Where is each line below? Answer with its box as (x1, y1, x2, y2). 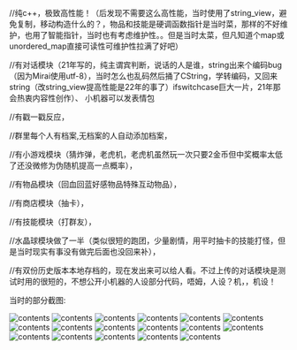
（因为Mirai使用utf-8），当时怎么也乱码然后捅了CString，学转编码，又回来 (9, 71, 278, 81)
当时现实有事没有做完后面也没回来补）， (16, 247, 161, 256)
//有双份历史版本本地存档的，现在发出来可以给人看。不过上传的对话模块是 (9, 265, 278, 276)
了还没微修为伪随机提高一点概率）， (9, 160, 137, 171)
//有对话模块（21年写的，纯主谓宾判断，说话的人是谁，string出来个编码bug (9, 60, 283, 70)
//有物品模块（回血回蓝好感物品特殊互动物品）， (9, 179, 182, 189)
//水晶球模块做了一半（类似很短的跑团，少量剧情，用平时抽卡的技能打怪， (9, 235, 278, 246)
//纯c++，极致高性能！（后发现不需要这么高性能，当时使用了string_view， (9, 8, 280, 18)
